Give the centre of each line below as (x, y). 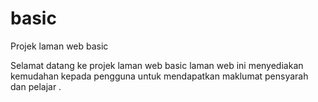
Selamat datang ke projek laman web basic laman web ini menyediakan (157, 65)
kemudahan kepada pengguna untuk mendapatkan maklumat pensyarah (159, 76)
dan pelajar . (36, 86)
